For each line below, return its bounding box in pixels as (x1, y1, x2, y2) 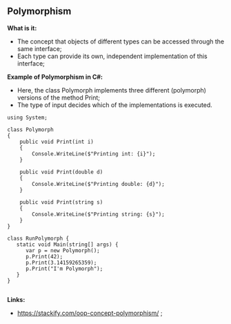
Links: (7, 295, 26, 303)
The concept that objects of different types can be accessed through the (17, 37, 225, 46)
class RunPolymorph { (7, 235, 70, 242)
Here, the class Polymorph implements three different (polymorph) (17, 86, 207, 94)
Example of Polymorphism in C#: (7, 73, 103, 81)
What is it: (7, 23, 37, 32)
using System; (7, 114, 48, 121)
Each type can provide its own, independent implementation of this (17, 52, 208, 60)
